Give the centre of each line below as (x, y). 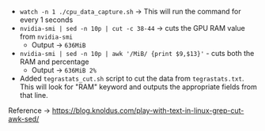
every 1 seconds (46, 20)
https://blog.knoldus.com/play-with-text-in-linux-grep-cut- (148, 110)
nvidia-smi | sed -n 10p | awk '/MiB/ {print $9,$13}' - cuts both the (137, 53)
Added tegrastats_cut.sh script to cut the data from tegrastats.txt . (132, 79)
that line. (34, 95)
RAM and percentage (54, 62)
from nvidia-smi (46, 36)
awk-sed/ (24, 119)
